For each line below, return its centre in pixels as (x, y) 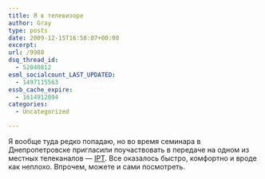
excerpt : (23, 45)
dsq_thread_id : (34, 60)
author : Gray (30, 23)
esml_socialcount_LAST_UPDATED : (62, 75)
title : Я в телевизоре (46, 16)
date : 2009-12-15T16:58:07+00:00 (64, 38)
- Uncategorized (42, 112)
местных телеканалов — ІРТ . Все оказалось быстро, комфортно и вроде (132, 158)
